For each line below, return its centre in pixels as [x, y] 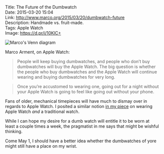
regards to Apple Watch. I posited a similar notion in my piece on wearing [79, 106]
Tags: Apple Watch [24, 28]
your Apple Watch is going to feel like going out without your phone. [85, 92]
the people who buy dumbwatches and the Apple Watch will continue [87, 72]
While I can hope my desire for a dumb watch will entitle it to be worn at [77, 121]
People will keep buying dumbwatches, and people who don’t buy [83, 61]
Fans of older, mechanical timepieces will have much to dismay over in [76, 101]
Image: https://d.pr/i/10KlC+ [33, 33]
